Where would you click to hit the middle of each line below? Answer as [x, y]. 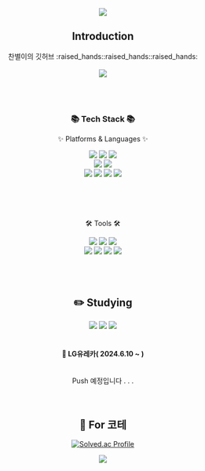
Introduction [103, 37]
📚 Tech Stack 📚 [103, 119]
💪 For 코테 [103, 424]
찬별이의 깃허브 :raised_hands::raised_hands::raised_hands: [103, 56]
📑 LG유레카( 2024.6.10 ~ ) [103, 353]
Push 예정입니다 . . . [103, 381]
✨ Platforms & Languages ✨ [103, 139]
